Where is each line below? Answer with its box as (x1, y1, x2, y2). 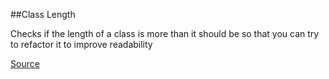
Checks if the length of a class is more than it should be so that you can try (10, 28, 320, 39)
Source (10, 58, 40, 69)
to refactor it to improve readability (10, 39, 153, 50)
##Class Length (10, 9, 76, 20)
